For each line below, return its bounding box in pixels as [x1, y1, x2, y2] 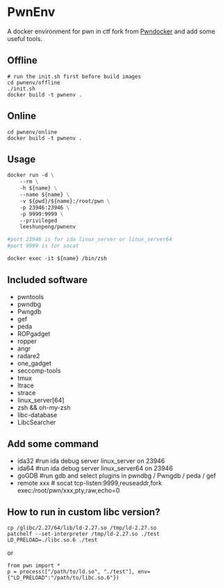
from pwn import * [7, 562, 60, 569]
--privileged [19, 217, 58, 224]
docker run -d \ [7, 171, 54, 179]
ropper [17, 337, 37, 345]
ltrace [17, 381, 35, 389]
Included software [7, 274, 88, 286]
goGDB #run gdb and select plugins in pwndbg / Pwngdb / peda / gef [17, 471, 217, 480]
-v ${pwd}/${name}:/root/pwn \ [19, 197, 110, 205]
